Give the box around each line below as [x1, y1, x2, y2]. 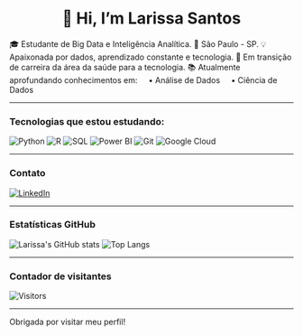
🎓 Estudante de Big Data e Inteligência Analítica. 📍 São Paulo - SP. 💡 [9, 38, 267, 49]
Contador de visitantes [9, 270, 113, 283]
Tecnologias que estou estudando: [9, 115, 165, 127]
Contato [9, 167, 46, 180]
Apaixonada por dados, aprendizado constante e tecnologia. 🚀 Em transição [9, 51, 292, 62]
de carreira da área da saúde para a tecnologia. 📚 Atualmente [9, 61, 241, 72]
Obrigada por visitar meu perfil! [9, 316, 126, 328]
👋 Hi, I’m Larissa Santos [61, 8, 242, 29]
